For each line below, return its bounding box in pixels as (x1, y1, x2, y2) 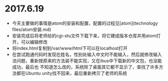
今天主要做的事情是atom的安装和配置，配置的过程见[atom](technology (12, 20, 158, 26)
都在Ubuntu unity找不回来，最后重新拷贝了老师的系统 (16, 70, 127, 76)
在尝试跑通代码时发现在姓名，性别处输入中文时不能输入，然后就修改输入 (12, 51, 162, 57)
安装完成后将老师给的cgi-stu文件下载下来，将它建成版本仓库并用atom (12, 32, 156, 38)
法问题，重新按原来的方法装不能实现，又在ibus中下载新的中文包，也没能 (12, 57, 162, 63)
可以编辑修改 (21, 38, 48, 45)
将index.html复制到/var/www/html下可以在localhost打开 (12, 45, 128, 51)
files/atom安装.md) (12, 26, 51, 32)
